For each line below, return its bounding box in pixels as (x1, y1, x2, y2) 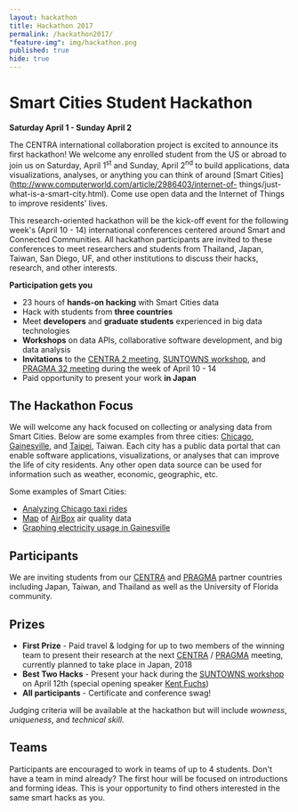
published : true (9, 46, 69, 55)
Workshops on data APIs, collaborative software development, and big (21, 335, 283, 345)
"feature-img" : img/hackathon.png (9, 37, 138, 47)
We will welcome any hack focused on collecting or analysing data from (9, 422, 273, 433)
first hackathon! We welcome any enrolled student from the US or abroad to (9, 149, 287, 159)
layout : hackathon (9, 12, 77, 22)
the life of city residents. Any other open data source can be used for (9, 459, 262, 470)
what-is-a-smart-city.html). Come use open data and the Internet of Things (9, 188, 285, 199)
